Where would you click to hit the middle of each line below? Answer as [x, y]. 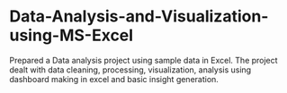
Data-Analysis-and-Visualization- [139, 17]
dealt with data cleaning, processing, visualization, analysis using [130, 70]
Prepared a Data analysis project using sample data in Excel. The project [143, 60]
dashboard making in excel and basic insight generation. [114, 79]
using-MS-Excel [71, 35]
